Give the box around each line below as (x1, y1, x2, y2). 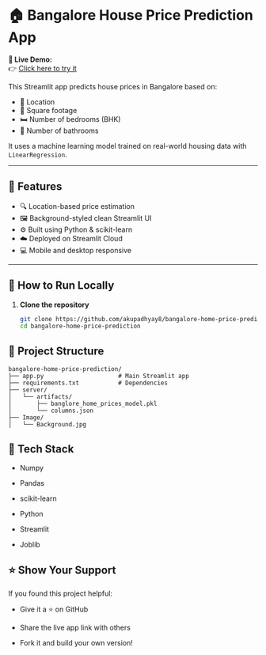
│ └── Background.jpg (8, 421, 87, 429)
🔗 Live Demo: (8, 55, 53, 64)
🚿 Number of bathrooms (19, 126, 99, 135)
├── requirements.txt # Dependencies (8, 379, 169, 388)
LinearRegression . (8, 150, 67, 159)
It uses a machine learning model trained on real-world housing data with (8, 141, 247, 150)
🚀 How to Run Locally (8, 278, 115, 293)
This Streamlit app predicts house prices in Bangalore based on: (8, 81, 218, 91)
